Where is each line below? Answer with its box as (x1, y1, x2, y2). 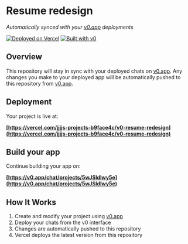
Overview (6, 52, 43, 62)
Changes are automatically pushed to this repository (14, 225, 141, 232)
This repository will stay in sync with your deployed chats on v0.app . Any (6, 67, 183, 74)
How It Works (6, 197, 57, 207)
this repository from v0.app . (6, 80, 73, 87)
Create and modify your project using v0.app (14, 213, 123, 220)
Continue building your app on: (6, 162, 81, 170)
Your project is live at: (6, 113, 59, 120)
